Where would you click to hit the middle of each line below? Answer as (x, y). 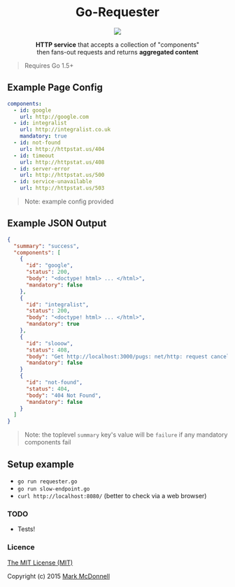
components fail (48, 442)
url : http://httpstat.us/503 (62, 188)
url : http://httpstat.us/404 (62, 149)
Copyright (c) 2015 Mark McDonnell (59, 576)
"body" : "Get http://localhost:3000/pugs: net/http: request (117, 356)
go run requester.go (47, 481)
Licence (21, 547)
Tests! (26, 529)
